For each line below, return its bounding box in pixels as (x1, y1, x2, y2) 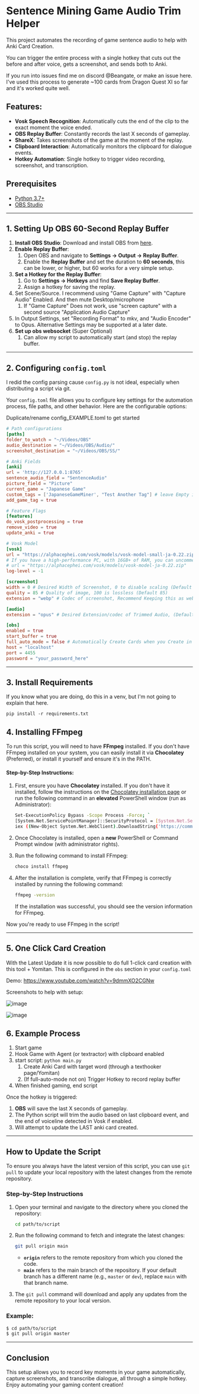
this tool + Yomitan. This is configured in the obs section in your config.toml (6, 965, 191, 972)
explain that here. (6, 699, 49, 706)
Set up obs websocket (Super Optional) (14, 327, 113, 335)
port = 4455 (6, 650, 36, 656)
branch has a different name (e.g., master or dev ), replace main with (23, 1273, 187, 1280)
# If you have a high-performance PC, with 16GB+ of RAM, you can (6, 557, 174, 563)
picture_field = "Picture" (6, 480, 73, 487)
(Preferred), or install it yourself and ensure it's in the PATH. (6, 755, 152, 763)
